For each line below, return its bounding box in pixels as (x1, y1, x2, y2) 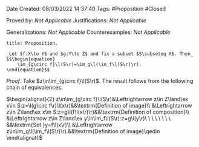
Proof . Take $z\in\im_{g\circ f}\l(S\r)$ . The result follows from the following (6, 77, 194, 84)
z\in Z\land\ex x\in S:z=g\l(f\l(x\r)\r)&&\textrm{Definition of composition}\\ (6, 108, 190, 116)
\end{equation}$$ (6, 67, 50, 73)
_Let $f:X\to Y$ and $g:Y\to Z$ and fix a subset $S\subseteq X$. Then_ (6, 51, 194, 57)
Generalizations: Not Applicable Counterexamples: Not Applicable (6, 28, 171, 36)
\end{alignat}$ (6, 134, 42, 141)
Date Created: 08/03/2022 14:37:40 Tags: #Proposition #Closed (6, 5, 166, 12)
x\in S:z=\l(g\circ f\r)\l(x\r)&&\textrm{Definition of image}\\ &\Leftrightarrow (6, 102, 192, 109)
